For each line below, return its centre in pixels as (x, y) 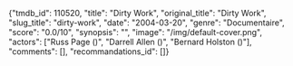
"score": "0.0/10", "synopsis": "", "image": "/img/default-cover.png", (136, 32)
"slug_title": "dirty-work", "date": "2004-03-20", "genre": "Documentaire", (146, 23)
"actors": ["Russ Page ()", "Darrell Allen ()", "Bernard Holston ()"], (130, 42)
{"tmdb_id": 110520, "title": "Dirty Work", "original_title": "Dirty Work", (137, 13)
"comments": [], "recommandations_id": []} (89, 52)
